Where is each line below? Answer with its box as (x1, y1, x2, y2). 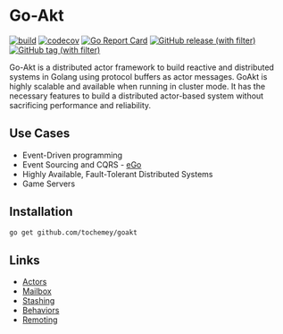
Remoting (21, 314, 58, 325)
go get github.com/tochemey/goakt (9, 227, 138, 237)
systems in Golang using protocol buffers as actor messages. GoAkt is (9, 71, 268, 81)
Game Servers (21, 178, 76, 189)
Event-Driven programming (21, 150, 123, 160)
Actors (21, 277, 47, 287)
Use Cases (9, 126, 71, 141)
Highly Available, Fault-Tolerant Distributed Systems (21, 168, 213, 179)
